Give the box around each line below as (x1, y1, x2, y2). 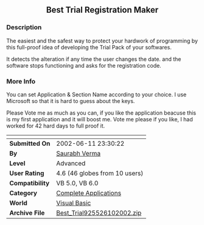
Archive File (9, 209, 45, 217)
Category (9, 188, 38, 197)
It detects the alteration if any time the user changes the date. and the (6, 55, 181, 63)
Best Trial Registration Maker (46, 5, 159, 15)
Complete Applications (56, 188, 122, 197)
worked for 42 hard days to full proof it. (6, 122, 105, 129)
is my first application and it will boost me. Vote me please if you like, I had (6, 115, 193, 123)
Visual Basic (56, 198, 91, 207)
